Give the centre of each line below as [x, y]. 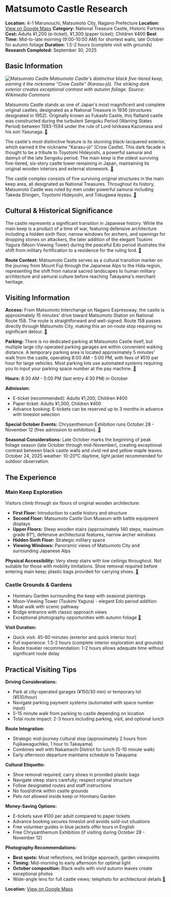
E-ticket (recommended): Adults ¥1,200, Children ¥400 [70, 398]
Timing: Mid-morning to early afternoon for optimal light [72, 863]
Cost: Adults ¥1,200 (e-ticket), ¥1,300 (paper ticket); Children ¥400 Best [81, 34]
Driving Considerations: [31, 682]
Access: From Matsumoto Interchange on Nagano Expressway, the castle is [85, 310]
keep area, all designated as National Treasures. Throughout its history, [80, 184]
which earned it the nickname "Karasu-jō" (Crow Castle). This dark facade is [85, 147]
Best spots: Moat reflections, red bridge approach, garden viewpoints [86, 858]
